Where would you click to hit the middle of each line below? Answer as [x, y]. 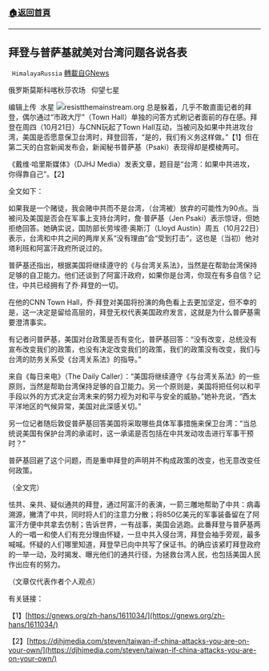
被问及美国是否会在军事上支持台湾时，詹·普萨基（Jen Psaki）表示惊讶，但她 [134, 219]
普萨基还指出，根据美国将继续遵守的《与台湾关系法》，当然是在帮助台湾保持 [133, 265]
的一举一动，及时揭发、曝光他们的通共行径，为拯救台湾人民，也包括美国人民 [134, 555]
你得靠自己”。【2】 [38, 175]
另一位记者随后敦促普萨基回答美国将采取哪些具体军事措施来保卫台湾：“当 [129, 424]
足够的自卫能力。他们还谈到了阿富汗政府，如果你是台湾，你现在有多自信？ [131, 275]
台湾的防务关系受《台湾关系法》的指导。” [75, 360]
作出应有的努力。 [36, 565]
